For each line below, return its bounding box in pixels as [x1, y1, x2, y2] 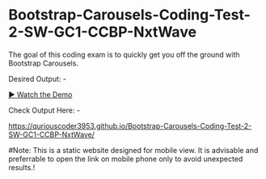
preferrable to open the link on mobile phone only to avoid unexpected [8, 154, 243, 164]
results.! [8, 162, 36, 172]
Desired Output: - [8, 74, 67, 83]
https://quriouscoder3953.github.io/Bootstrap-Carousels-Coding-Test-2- [8, 121, 252, 130]
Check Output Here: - [8, 105, 81, 115]
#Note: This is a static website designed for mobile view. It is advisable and [8, 145, 259, 155]
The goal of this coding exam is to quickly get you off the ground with [8, 49, 240, 59]
